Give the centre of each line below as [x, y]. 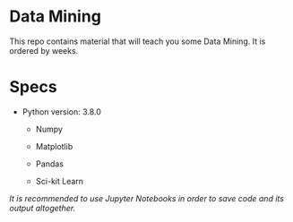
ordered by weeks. [44, 50]
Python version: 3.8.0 [61, 111]
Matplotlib [54, 146]
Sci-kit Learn [59, 181]
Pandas [50, 164]
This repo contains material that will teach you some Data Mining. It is [138, 41]
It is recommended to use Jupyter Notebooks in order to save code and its [147, 198]
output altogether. [43, 208]
